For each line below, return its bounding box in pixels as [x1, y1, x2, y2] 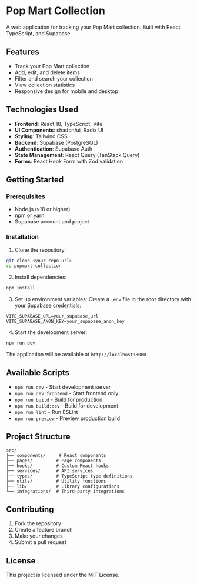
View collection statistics [14, 81, 75, 88]
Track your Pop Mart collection [14, 62, 90, 69]
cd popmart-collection [6, 263, 62, 269]
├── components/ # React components [6, 452, 107, 458]
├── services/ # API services [6, 468, 94, 474]
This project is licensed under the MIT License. [6, 572, 120, 579]
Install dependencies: [14, 273, 67, 281]
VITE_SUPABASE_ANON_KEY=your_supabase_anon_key [6, 319, 125, 325]
